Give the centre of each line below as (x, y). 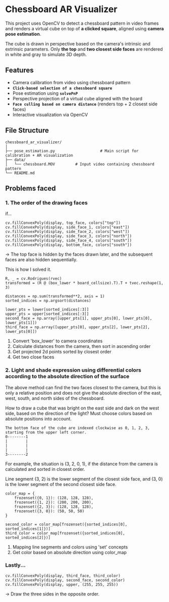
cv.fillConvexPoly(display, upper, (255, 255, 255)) (62, 584)
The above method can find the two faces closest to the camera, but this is (83, 387)
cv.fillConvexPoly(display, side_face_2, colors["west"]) (67, 232)
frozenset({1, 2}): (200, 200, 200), (54, 502)
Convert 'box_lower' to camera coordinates (58, 341)
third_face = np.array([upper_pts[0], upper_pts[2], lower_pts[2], (78, 327)
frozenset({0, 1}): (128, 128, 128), (54, 498)
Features (19, 70)
